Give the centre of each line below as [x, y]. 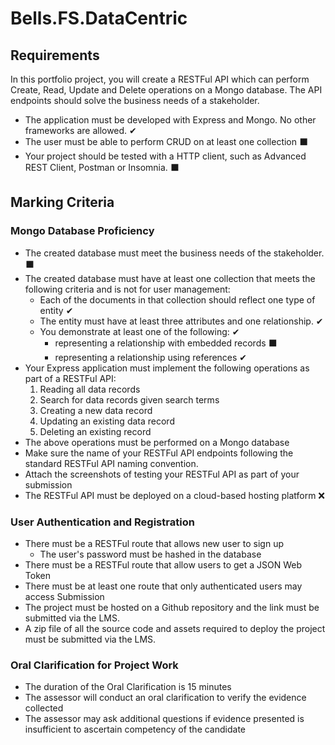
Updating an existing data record [107, 421]
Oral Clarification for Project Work [94, 665]
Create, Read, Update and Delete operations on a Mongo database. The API [166, 90]
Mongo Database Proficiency [82, 231]
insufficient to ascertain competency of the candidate [135, 729]
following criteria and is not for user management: [127, 289]
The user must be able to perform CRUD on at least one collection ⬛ [166, 141]
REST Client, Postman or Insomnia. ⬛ [102, 167]
